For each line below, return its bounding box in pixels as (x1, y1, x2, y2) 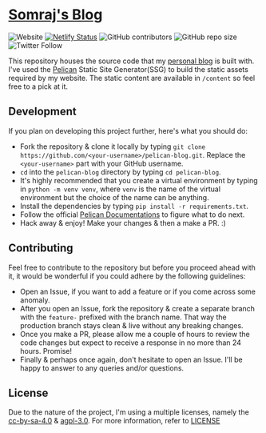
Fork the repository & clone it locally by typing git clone (19, 142, 206, 151)
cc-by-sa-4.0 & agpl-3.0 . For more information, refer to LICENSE (8, 416, 220, 426)
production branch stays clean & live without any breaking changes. (19, 320, 244, 330)
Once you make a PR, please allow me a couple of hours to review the (19, 329, 250, 339)
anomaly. (19, 295, 50, 305)
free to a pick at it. (8, 82, 69, 91)
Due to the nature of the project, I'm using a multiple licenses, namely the (8, 407, 249, 417)
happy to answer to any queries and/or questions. (19, 363, 185, 373)
